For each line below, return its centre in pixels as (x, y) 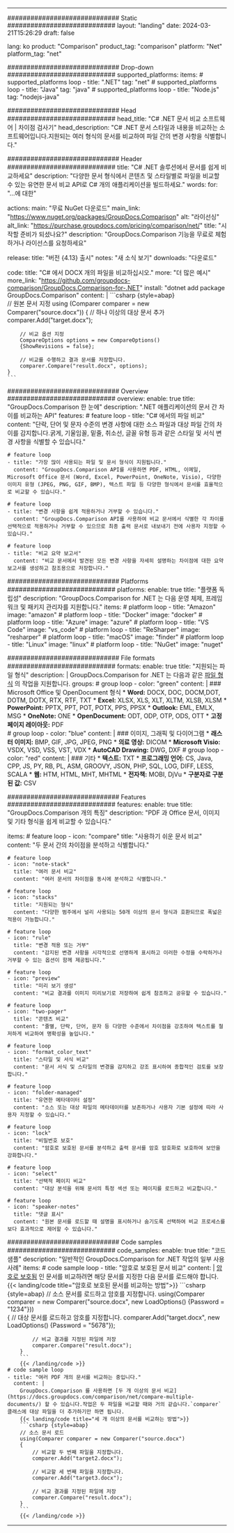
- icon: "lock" (29, 1133)
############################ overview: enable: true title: (101, 399)
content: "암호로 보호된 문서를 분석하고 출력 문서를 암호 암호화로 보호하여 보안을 (117, 1148)
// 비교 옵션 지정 (42, 334)
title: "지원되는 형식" (44, 905)
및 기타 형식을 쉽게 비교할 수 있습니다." (60, 821)
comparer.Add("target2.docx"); (78, 1458)
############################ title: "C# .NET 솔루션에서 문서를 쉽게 (113, 167)
